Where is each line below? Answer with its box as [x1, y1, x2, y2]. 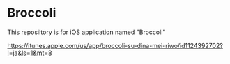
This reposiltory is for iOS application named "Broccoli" [7, 28, 166, 36]
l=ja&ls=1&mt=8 [7, 49, 52, 57]
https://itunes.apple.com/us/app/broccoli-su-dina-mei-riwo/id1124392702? [7, 41, 223, 49]
